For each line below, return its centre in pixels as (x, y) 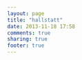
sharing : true (28, 39)
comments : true (29, 33)
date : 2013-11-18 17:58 (41, 26)
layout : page (26, 13)
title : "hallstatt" (35, 20)
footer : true (26, 46)
